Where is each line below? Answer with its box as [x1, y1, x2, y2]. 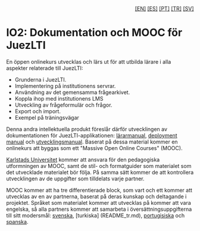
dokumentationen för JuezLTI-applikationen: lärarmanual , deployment [6, 132, 177, 139]
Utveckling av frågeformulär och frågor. [14, 101, 112, 108]
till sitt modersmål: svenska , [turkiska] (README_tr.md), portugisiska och [6, 211, 185, 219]
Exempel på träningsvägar [14, 114, 79, 121]
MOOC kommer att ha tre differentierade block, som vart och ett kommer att [6, 186, 192, 193]
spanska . [6, 218, 29, 225]
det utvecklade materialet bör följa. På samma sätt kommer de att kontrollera [6, 168, 194, 176]
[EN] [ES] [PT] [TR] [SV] [135, 5, 194, 12]
